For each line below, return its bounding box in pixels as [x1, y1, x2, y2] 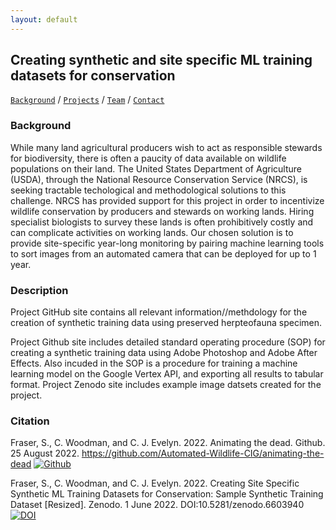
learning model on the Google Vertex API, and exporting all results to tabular [10, 368, 324, 380]
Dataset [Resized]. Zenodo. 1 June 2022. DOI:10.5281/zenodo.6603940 [10, 499, 305, 511]
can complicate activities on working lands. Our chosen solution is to [10, 226, 294, 238]
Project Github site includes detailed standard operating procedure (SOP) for [10, 336, 326, 348]
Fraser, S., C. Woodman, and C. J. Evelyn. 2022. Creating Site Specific [10, 477, 300, 490]
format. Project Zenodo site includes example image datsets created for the [10, 379, 322, 391]
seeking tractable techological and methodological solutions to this [10, 184, 287, 196]
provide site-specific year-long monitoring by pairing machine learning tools [10, 237, 325, 249]
